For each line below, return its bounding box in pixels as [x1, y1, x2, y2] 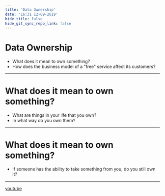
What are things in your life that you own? [12, 112, 97, 118]
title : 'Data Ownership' [5, 7, 56, 12]
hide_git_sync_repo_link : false [5, 21, 71, 26]
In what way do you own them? [12, 118, 76, 124]
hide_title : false [5, 16, 43, 21]
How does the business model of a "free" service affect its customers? [12, 64, 156, 69]
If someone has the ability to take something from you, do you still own [12, 166, 156, 172]
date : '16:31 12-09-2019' [5, 12, 58, 17]
